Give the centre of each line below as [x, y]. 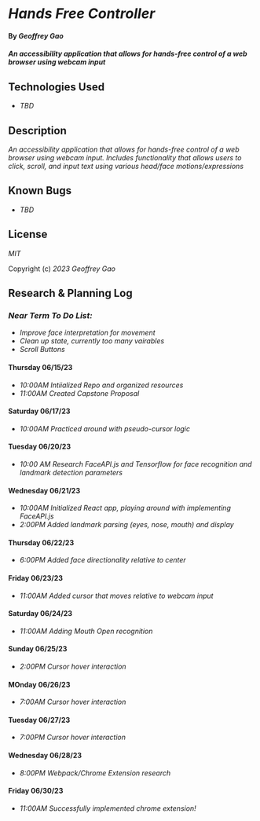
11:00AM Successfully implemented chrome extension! [108, 808]
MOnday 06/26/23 [39, 684]
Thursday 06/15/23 [40, 367]
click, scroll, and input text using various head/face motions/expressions [126, 166]
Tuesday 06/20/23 [40, 447]
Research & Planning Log [70, 293]
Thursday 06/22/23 [41, 542]
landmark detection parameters [71, 472]
